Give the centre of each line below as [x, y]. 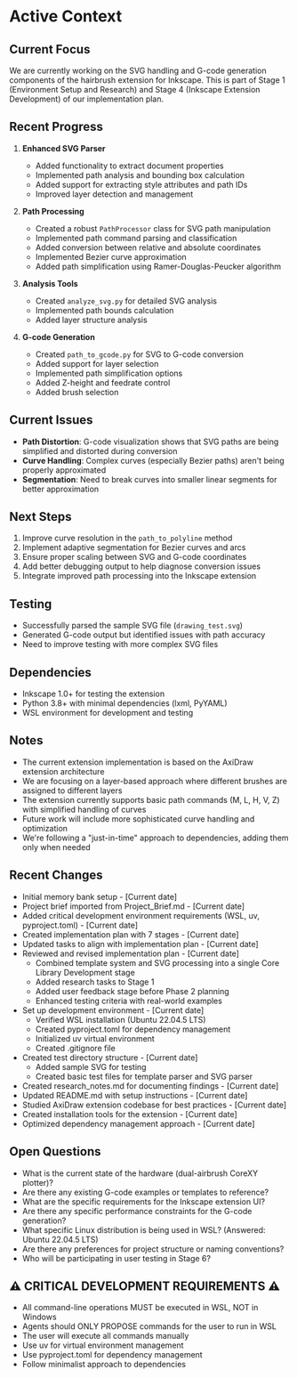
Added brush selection [77, 392]
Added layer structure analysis [92, 320]
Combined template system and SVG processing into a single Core [157, 962]
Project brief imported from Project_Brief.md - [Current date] [133, 906]
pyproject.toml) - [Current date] [80, 925]
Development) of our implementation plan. [87, 99]
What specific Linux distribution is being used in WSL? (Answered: [144, 1229]
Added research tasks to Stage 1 [95, 982]
